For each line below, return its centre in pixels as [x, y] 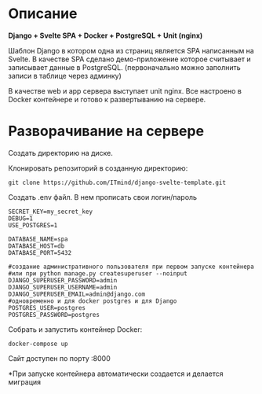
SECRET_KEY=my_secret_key [50, 212]
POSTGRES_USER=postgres [47, 307]
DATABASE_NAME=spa [38, 239]
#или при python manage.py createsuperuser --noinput [98, 273]
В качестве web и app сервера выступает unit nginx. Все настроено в [125, 90]
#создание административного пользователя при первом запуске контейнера [131, 267]
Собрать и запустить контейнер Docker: [75, 329]
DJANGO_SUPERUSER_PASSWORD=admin [63, 280]
